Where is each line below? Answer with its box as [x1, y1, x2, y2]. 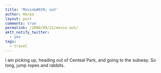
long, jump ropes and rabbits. [5, 62, 65, 68]
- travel [9, 44, 28, 49]
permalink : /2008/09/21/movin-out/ [5, 25, 79, 30]
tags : [5, 39, 16, 44]
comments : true [5, 21, 37, 26]
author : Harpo [5, 12, 35, 17]
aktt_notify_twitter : [5, 30, 50, 35]
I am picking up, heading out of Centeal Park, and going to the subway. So [5, 57, 157, 63]
